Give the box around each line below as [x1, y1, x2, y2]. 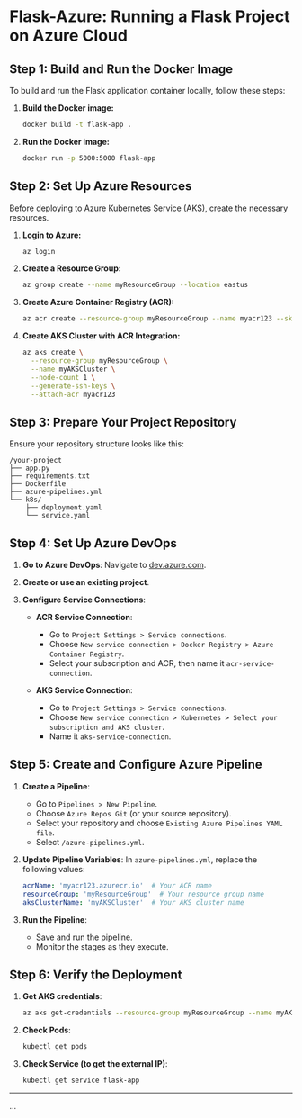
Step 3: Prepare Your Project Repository [9, 414, 237, 429]
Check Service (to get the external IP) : [22, 1059, 168, 1069]
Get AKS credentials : [22, 991, 102, 1002]
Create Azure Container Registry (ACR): [22, 297, 175, 308]
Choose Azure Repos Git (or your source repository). [35, 807, 232, 818]
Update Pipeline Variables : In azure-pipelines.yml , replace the [22, 853, 258, 865]
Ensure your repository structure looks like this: [9, 438, 184, 449]
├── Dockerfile [9, 480, 67, 489]
